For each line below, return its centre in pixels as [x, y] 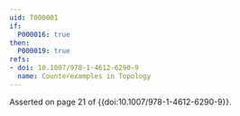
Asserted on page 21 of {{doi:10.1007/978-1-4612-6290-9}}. [120, 102]
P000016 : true [44, 34]
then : [19, 43]
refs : [19, 59]
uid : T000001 [34, 18]
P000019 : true [44, 51]
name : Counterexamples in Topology [84, 76]
